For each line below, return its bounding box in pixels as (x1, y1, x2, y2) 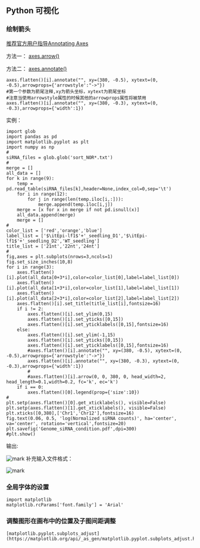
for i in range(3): (6, 264, 55, 270)
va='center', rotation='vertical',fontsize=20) (6, 420, 127, 426)
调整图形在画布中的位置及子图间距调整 (6, 516, 116, 525)
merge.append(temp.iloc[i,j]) (37, 202, 113, 208)
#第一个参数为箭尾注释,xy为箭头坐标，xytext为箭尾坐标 (6, 88, 126, 94)
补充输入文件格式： (26, 455, 73, 462)
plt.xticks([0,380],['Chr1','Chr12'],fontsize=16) (6, 410, 135, 416)
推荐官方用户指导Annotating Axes (6, 39, 89, 47)
